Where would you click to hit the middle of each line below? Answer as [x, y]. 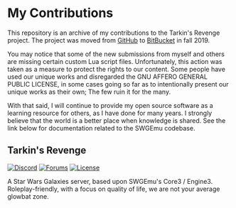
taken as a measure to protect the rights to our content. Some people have [117, 69]
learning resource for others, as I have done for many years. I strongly [110, 113]
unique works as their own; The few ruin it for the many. [89, 92]
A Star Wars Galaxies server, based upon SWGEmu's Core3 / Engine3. [110, 181]
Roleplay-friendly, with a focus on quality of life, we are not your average [114, 189]
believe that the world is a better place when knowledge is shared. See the [117, 120]
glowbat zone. [28, 196]
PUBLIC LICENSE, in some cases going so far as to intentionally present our [118, 84]
